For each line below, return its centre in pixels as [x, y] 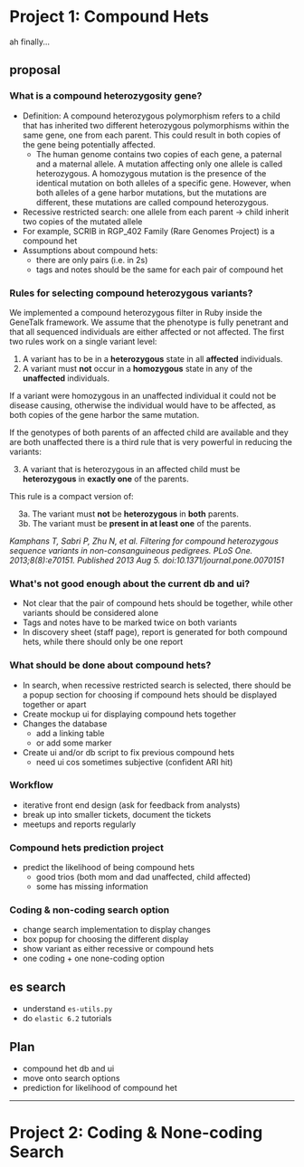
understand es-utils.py [67, 1009]
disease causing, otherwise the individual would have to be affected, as [142, 405]
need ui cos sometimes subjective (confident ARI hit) [134, 762]
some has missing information [92, 887]
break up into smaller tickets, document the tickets [117, 814]
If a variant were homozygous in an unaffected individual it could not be [143, 395]
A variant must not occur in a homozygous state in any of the [138, 368]
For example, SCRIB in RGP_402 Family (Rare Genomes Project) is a [148, 231]
